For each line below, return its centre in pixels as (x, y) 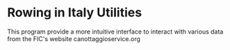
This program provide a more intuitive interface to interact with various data (115, 32)
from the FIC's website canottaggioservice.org (74, 38)
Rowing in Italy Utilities (75, 13)
